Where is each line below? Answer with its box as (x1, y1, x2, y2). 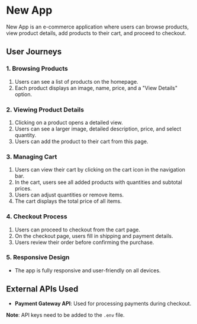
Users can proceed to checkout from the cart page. (14, 226, 141, 233)
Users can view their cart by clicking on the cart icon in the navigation (14, 166, 185, 173)
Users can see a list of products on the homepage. (14, 78, 138, 85)
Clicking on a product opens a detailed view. (14, 119, 123, 126)
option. (14, 90, 33, 98)
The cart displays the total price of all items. (14, 198, 122, 205)
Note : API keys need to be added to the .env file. (6, 311, 125, 318)
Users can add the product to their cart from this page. (14, 138, 148, 145)
